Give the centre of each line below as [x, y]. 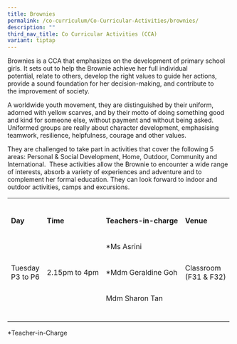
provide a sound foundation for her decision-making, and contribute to [111, 84]
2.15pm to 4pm [73, 273]
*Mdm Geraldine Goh [142, 273]
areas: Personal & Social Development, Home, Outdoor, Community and [112, 157]
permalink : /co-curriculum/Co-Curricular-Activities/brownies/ [103, 21]
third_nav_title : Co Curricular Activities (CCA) [83, 34]
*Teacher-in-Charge [37, 333]
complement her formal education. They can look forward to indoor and [112, 180]
